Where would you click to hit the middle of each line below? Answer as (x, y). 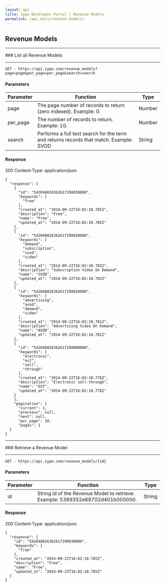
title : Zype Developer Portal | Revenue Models (55, 14)
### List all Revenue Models (34, 55)
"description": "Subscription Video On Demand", (69, 270)
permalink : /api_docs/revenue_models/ (45, 19)
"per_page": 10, (35, 421)
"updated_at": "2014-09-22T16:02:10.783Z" (62, 278)
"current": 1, (33, 408)
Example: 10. (52, 126)
